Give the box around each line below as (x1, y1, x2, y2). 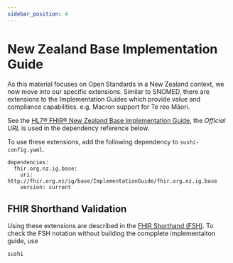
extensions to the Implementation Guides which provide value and (7, 95, 201, 103)
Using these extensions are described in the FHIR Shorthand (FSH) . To (7, 222, 214, 230)
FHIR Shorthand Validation (7, 203, 127, 215)
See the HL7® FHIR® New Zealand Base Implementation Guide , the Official (7, 116, 226, 124)
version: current (20, 183, 72, 190)
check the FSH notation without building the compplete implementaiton (7, 229, 215, 238)
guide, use (7, 237, 38, 245)
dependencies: (7, 159, 50, 166)
